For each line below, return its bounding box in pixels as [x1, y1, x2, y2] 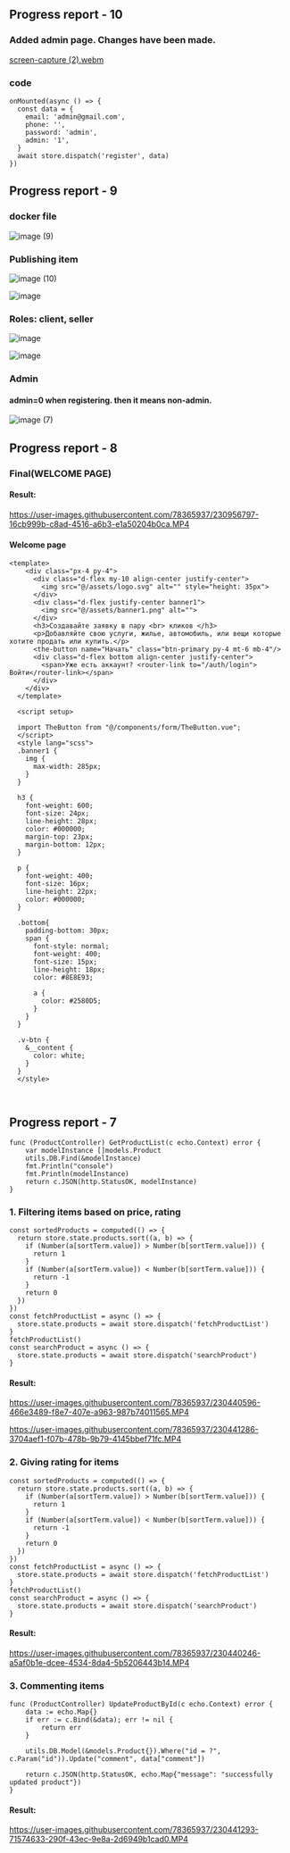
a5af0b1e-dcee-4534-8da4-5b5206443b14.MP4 [9, 1657, 190, 1668]
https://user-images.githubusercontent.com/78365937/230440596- [9, 1398, 261, 1408]
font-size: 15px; [32, 957, 98, 967]
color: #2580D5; [41, 997, 102, 1006]
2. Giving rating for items [9, 1456, 120, 1468]
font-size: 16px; [25, 880, 90, 889]
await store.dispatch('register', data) [17, 151, 170, 160]
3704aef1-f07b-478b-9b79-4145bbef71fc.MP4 [9, 1433, 182, 1445]
